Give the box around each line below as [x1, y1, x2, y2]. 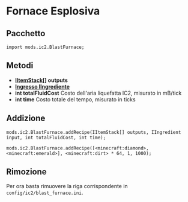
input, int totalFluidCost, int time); [6, 134, 106, 140]
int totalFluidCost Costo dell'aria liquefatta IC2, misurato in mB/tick [14, 89, 182, 96]
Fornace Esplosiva [6, 4, 100, 18]
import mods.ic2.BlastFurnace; [6, 44, 85, 50]
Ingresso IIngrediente [14, 83, 70, 90]
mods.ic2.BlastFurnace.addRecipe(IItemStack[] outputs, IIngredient [6, 129, 181, 135]
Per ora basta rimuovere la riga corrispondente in [6, 183, 128, 190]
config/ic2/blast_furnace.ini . [6, 189, 83, 197]
